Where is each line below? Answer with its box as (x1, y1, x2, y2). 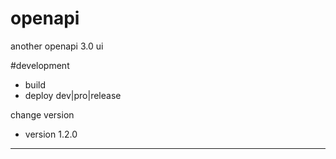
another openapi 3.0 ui (10, 40, 104, 52)
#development (10, 59, 70, 71)
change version (10, 108, 75, 121)
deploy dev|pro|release (24, 89, 122, 101)
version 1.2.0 (24, 128, 78, 140)
